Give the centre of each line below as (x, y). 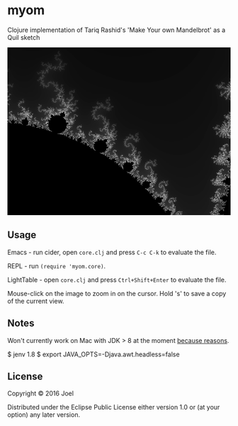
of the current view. (36, 301)
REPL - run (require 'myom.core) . (57, 266)
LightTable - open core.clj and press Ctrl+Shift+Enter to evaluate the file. (117, 280)
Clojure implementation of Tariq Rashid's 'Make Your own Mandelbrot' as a (116, 30)
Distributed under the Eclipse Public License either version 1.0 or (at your (114, 408)
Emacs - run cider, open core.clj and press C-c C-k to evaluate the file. (112, 252)
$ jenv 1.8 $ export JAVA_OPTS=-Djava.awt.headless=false (93, 354)
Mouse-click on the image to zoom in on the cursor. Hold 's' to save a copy (117, 293)
